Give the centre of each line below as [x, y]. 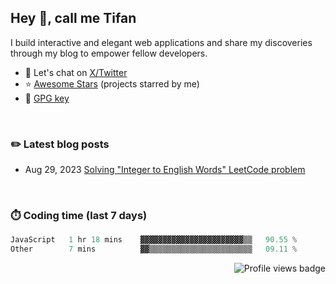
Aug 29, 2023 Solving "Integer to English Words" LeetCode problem [165, 170]
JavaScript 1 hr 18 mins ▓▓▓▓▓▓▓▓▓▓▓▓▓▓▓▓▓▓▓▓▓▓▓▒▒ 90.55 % [154, 240]
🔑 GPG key [47, 98]
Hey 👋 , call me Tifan [73, 18]
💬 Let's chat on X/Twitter [76, 72]
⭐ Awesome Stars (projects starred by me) [112, 83]
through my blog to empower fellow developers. [109, 53]
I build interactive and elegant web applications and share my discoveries [161, 42]
